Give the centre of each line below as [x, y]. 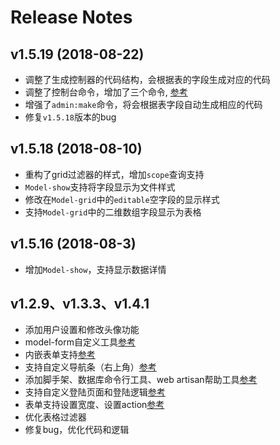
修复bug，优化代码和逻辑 [77, 430]
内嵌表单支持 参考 [60, 355]
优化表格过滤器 [55, 417]
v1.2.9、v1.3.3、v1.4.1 [80, 304]
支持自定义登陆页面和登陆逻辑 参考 [95, 392]
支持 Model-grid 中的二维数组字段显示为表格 [113, 212]
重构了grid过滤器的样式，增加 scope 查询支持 [114, 174]
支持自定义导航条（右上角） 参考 [90, 367]
